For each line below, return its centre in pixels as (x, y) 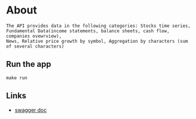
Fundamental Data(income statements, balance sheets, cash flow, (88, 31)
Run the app (29, 64)
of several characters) (35, 46)
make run (17, 78)
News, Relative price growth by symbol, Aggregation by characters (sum (97, 41)
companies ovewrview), (34, 36)
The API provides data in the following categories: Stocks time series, (99, 26)
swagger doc (31, 110)
